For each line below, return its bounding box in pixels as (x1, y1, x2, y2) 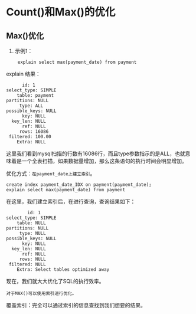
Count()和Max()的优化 (6, 5, 116, 19)
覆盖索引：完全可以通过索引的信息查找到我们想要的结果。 (6, 302, 146, 309)
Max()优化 (6, 31, 44, 41)
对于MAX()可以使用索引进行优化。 (6, 290, 77, 296)
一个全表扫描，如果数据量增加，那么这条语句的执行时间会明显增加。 (21, 158, 187, 164)
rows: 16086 (19, 129, 49, 135)
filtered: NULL (8, 261, 46, 267)
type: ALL (19, 103, 44, 109)
